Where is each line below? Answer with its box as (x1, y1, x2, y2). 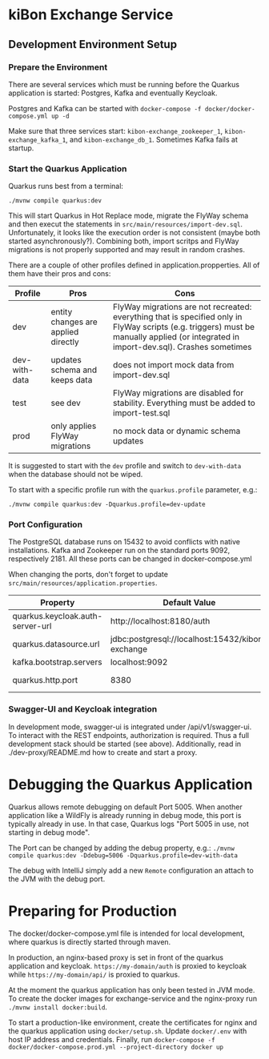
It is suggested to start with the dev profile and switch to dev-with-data (8, 461, 242, 471)
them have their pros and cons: (8, 269, 111, 279)
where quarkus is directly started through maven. (8, 937, 171, 946)
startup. (8, 142, 34, 153)
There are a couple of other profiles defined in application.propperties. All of (8, 260, 260, 270)
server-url (12, 620, 52, 632)
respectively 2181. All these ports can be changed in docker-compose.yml (8, 554, 252, 564)
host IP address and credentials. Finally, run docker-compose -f (8, 1034, 215, 1044)
